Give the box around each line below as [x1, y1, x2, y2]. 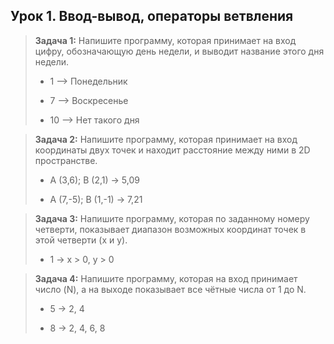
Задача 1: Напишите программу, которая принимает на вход [34, 34, 297, 46]
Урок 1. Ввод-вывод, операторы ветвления [10, 8, 294, 25]
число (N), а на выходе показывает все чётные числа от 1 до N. [34, 283, 307, 295]
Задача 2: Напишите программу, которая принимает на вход [34, 133, 298, 145]
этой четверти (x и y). [34, 234, 128, 246]
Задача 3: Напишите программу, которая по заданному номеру [34, 212, 310, 224]
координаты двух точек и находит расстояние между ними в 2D [34, 144, 311, 156]
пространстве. [34, 154, 98, 166]
